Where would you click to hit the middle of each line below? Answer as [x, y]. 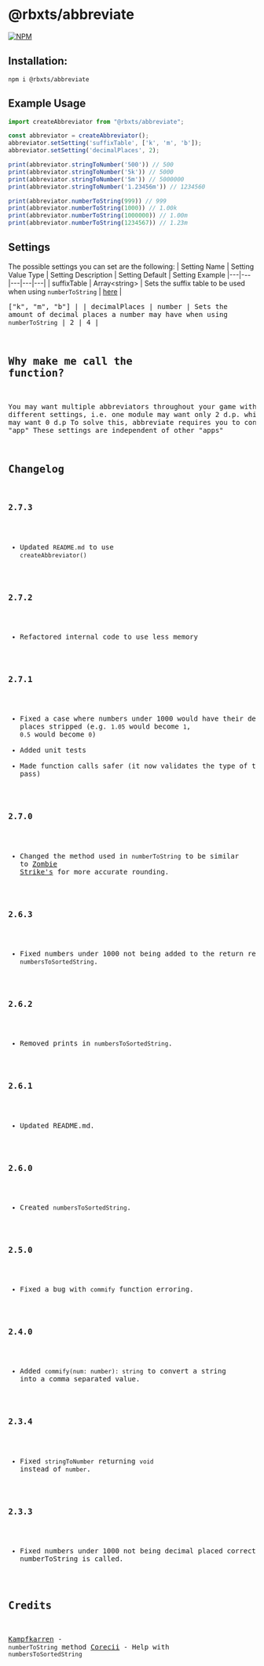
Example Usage [47, 104]
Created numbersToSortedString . [75, 1207]
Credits [30, 1606]
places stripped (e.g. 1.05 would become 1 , [105, 727]
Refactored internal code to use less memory [109, 637]
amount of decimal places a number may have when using [118, 314]
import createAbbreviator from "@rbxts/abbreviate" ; [96, 121]
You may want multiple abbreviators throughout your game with [132, 406]
